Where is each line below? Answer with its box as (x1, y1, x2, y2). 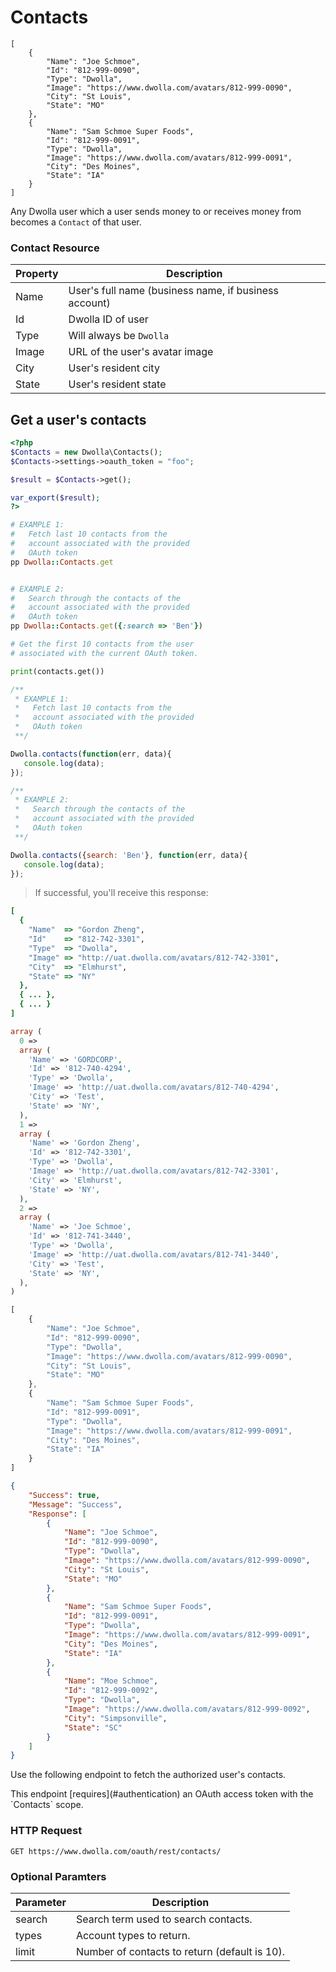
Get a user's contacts (10, 411, 147, 428)
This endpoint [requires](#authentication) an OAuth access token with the (10, 1788, 314, 1800)
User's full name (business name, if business (68, 284, 279, 298)
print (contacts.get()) (10, 666, 105, 676)
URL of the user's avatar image (68, 345, 214, 359)
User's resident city (68, 361, 160, 375)
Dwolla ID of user (68, 312, 149, 326)
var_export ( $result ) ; (10, 492, 101, 503)
